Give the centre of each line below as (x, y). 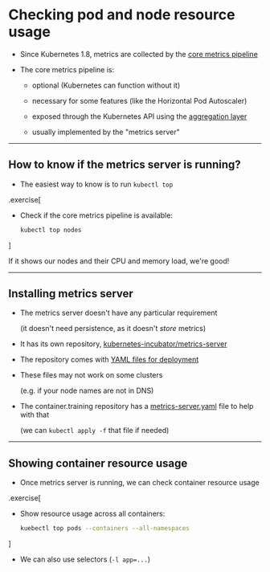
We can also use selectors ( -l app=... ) (85, 559)
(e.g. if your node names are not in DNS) (87, 390)
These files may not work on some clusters (91, 375)
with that (35, 415)
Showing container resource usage (98, 463)
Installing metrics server (71, 294)
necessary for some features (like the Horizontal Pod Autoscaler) (139, 100)
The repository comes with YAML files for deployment (109, 360)
